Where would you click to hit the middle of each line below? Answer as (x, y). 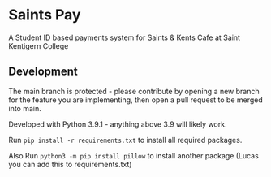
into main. (25, 108)
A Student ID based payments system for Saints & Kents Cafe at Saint (125, 37)
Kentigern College (39, 45)
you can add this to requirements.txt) (70, 164)
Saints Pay (45, 15)
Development (43, 72)
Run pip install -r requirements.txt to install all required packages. (125, 140)
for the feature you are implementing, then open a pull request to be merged (136, 100)
